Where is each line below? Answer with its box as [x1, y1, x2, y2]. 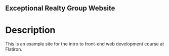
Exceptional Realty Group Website [5, 4, 115, 13]
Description [5, 24, 56, 36]
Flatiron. [5, 46, 23, 52]
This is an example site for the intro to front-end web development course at [5, 41, 164, 47]
